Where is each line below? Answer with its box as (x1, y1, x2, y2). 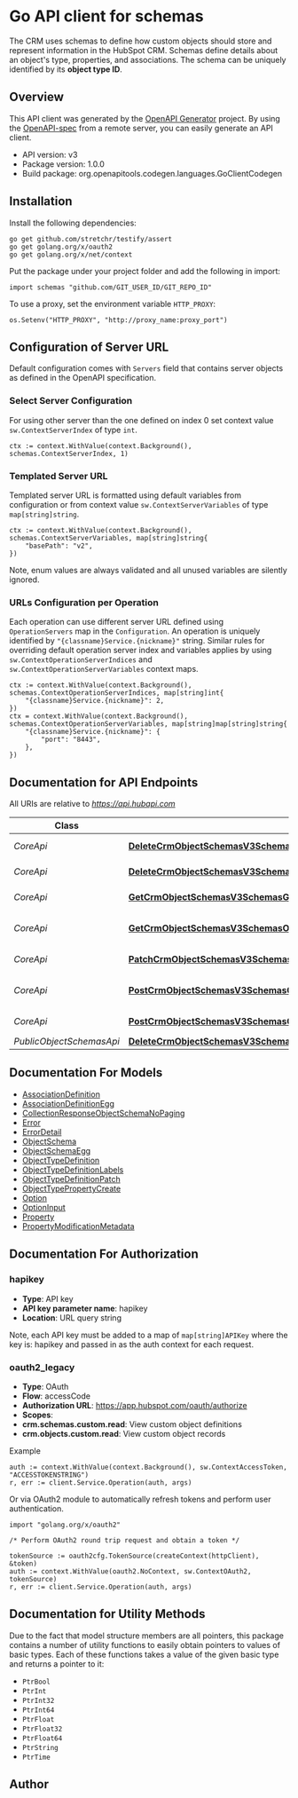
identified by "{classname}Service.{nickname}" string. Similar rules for (9, 635, 265, 646)
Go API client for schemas (9, 6, 204, 27)
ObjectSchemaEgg (21, 1145, 91, 1155)
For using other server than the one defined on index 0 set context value (9, 414, 274, 425)
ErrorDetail (21, 1126, 62, 1137)
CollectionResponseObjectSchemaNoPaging (21, 1108, 185, 1118)
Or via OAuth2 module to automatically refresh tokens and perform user (9, 1494, 271, 1504)
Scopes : (21, 1409, 53, 1420)
